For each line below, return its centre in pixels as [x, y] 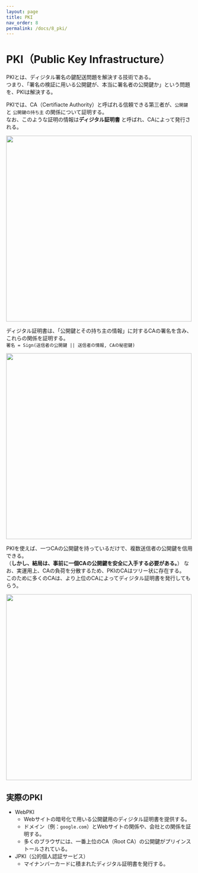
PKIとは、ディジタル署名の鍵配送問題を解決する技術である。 [80, 77]
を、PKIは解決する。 [31, 92]
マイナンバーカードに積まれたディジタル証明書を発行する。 [96, 864]
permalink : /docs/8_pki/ [37, 28]
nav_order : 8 [22, 23]
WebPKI [24, 812]
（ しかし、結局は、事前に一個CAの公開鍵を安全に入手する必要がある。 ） [94, 564]
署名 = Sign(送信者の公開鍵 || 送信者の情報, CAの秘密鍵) [71, 346]
